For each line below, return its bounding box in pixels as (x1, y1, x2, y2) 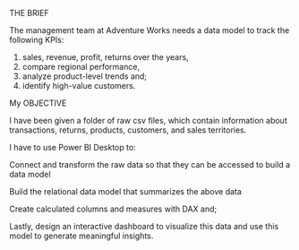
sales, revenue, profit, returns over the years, (21, 52, 190, 62)
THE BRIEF (9, 8, 49, 18)
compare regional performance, (21, 62, 141, 72)
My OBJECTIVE (9, 98, 67, 108)
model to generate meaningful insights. (9, 230, 154, 241)
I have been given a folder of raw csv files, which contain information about (9, 116, 288, 125)
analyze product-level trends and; (21, 71, 148, 82)
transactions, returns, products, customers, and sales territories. (9, 125, 247, 135)
